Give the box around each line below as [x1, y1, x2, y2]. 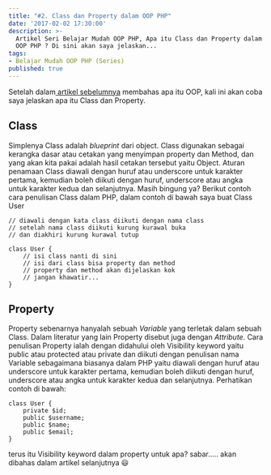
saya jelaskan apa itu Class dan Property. [8, 95, 146, 105]
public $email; [23, 428, 74, 436]
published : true [8, 65, 63, 73]
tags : [8, 49, 27, 58]
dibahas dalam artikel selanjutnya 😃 [8, 458, 129, 468]
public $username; [23, 414, 85, 422]
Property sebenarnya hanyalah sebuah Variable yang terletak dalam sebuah [8, 323, 262, 333]
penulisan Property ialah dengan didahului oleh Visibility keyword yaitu [8, 341, 244, 351]
